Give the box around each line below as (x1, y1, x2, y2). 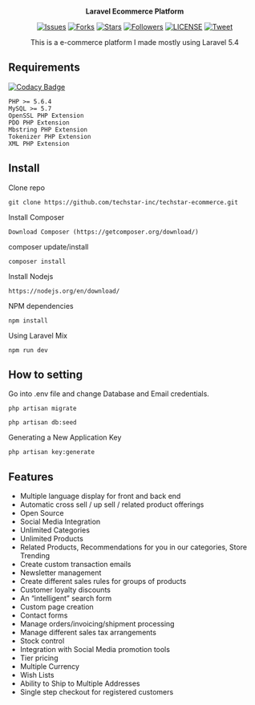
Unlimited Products (19, 534, 84, 544)
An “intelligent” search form (19, 594, 112, 603)
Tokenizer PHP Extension (8, 132, 91, 140)
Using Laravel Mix (8, 330, 68, 340)
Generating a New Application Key (8, 432, 122, 443)
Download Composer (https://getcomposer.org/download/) (8, 228, 199, 236)
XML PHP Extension (8, 140, 70, 148)
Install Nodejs (8, 271, 54, 281)
